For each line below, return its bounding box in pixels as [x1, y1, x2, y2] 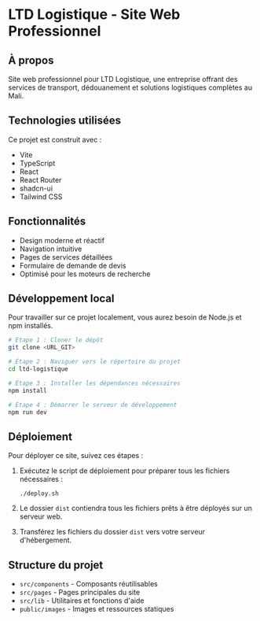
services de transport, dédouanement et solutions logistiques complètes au [8, 83, 253, 92]
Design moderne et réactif [19, 235, 104, 245]
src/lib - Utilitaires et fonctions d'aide [19, 596, 145, 605]
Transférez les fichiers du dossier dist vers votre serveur [19, 527, 206, 537]
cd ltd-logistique [8, 365, 68, 373]
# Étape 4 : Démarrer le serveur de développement [8, 401, 178, 408]
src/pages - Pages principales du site [19, 588, 141, 597]
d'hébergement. [19, 535, 72, 545]
